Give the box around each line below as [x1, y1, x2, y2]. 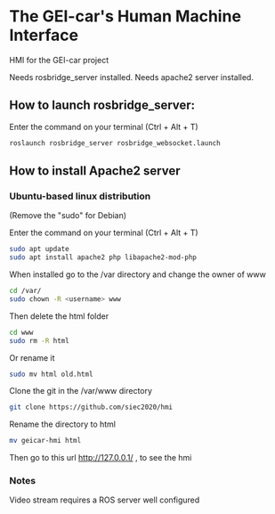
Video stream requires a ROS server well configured [9, 494, 200, 505]
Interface [9, 25, 78, 45]
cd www [9, 328, 34, 337]
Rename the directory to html [9, 419, 117, 429]
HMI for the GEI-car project [9, 54, 109, 65]
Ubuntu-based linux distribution [9, 190, 151, 202]
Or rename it [9, 352, 55, 363]
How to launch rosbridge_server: [9, 98, 196, 113]
